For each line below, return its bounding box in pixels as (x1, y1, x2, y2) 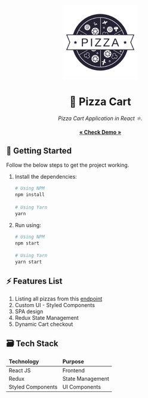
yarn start (14, 259, 42, 265)
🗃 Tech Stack (6, 339, 58, 349)
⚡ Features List (6, 276, 63, 286)
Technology (8, 358, 39, 365)
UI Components (62, 384, 101, 391)
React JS (8, 366, 31, 374)
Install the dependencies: (14, 173, 78, 180)
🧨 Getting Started (6, 145, 72, 156)
